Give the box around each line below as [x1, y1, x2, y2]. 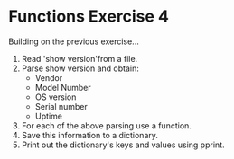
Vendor [34, 72, 63, 83]
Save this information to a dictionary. [21, 129, 159, 140]
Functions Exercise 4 [8, 6, 169, 27]
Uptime [34, 110, 62, 121]
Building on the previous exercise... [8, 36, 139, 47]
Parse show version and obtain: [21, 63, 139, 74]
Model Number [34, 82, 91, 93]
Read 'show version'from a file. [21, 53, 138, 64]
